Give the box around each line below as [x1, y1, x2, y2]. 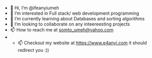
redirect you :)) [17, 47, 49, 53]
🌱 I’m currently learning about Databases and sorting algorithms [10, 16, 145, 21]
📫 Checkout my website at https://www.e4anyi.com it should [17, 40, 147, 46]
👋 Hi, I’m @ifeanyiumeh [10, 5, 60, 11]
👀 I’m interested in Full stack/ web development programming [10, 10, 139, 16]
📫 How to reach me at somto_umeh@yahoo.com [10, 27, 114, 33]
